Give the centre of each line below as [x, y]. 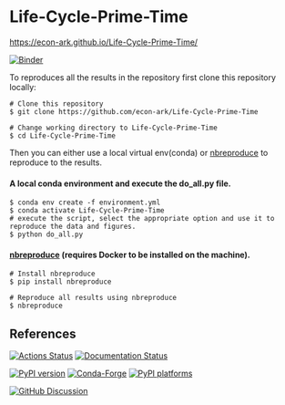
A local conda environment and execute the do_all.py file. [120, 183]
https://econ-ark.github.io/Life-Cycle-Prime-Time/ [104, 42]
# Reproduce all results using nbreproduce [93, 298]
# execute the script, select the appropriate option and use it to [142, 219]
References [43, 333]
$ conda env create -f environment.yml [85, 202]
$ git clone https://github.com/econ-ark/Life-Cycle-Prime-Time [134, 111]
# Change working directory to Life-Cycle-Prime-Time [114, 128]
